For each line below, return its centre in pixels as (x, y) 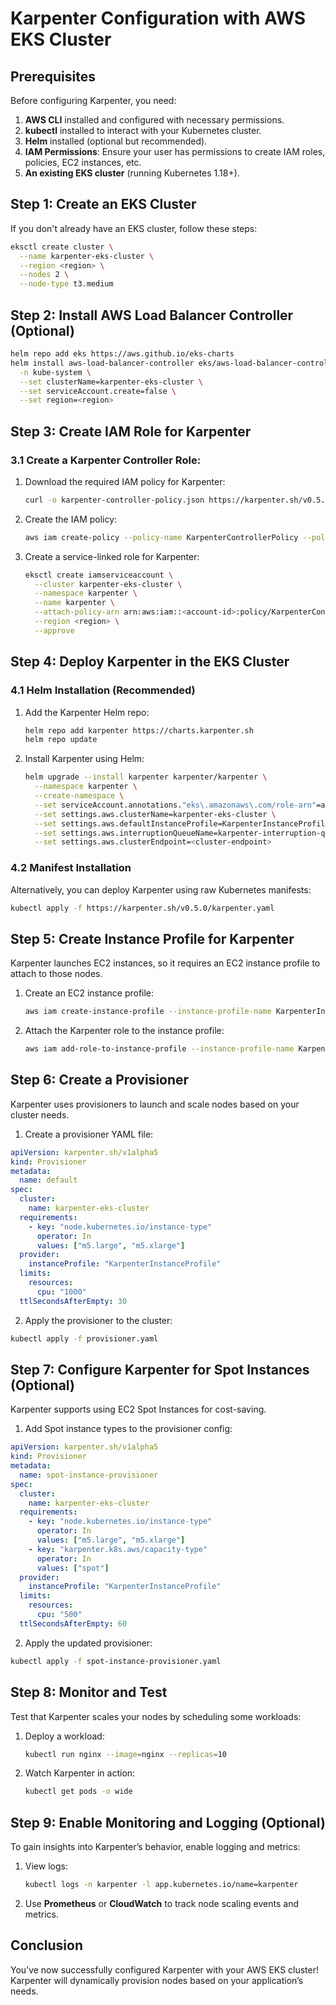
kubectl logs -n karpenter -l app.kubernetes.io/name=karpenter (161, 1885)
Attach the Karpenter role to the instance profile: (124, 1031)
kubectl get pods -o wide (78, 1792)
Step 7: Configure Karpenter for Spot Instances (160, 1369)
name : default (48, 1180)
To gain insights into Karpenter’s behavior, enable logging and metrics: (155, 1847)
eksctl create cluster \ (62, 247)
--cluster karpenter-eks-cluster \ (108, 584)
